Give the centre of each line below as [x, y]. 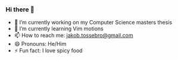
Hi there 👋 [20, 10]
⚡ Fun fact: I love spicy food [48, 50]
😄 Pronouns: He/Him [40, 44]
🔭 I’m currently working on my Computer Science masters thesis [93, 23]
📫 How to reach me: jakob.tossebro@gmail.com [74, 36]
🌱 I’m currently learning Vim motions [59, 29]
